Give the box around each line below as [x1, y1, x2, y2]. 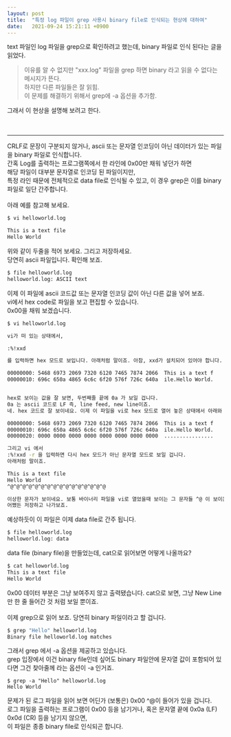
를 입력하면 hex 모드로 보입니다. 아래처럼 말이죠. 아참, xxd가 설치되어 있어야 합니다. [7, 357, 223, 364]
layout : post [7, 10, 45, 17]
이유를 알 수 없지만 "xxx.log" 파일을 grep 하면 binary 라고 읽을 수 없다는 [23, 66, 218, 74]
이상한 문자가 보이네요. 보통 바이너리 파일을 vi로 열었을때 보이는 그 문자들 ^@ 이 [7, 495, 210, 503]
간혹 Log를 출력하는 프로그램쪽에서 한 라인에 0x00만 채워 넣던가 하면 [7, 159, 192, 167]
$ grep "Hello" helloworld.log [7, 627, 97, 634]
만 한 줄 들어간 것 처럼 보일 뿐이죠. [7, 597, 98, 605]
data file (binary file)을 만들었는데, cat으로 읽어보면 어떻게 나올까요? [7, 549, 192, 557]
